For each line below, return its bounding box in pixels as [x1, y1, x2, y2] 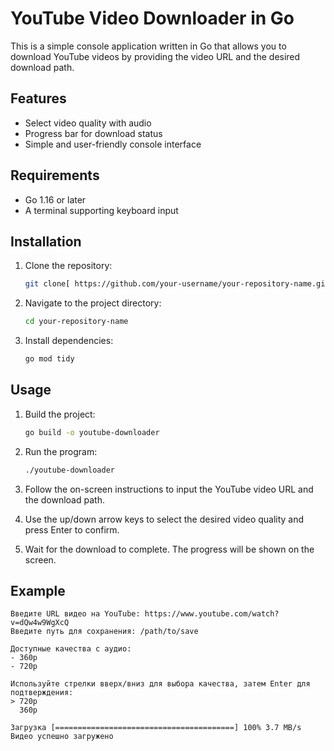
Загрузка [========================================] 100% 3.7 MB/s [10, 723, 302, 733]
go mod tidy [24, 354, 75, 364]
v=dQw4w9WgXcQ [10, 618, 70, 628]
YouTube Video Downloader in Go [10, 7, 295, 30]
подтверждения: [10, 688, 74, 698]
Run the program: [24, 445, 98, 457]
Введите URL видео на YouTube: [10, 609, 141, 619]
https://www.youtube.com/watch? [144, 609, 280, 619]
